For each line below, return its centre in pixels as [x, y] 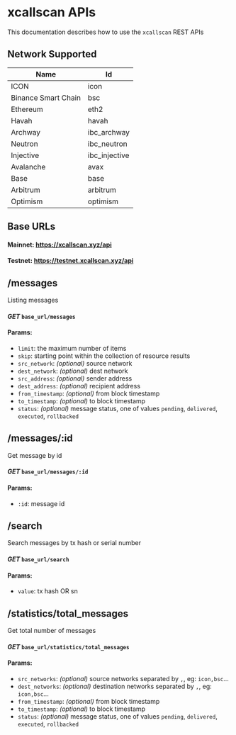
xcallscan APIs [52, 12]
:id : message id [41, 503]
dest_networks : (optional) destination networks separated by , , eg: [115, 686]
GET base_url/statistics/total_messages [68, 646]
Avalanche [28, 167]
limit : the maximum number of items [72, 348]
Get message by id [35, 455]
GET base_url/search [38, 559]
